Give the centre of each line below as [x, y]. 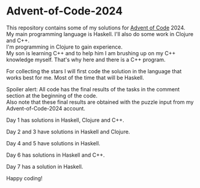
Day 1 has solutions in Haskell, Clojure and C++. [65, 120]
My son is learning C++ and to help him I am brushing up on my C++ [91, 53]
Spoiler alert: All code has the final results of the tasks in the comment [93, 89]
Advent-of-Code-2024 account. [46, 108]
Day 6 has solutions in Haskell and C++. [56, 155]
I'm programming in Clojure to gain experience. [65, 47]
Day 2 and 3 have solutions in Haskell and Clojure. [68, 132]
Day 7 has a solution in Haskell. [45, 166]
